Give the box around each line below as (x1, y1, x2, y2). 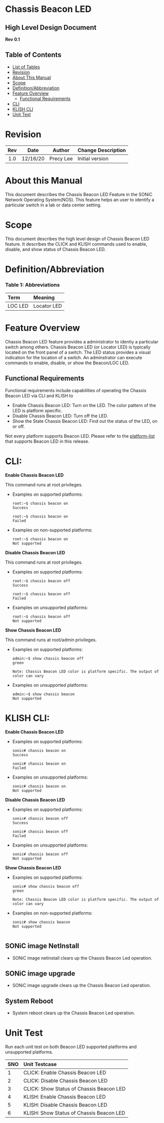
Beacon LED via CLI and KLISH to (5, 393, 73, 398)
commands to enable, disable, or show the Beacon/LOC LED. (5, 360, 130, 366)
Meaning (33, 294, 55, 301)
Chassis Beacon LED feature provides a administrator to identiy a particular (5, 339, 159, 345)
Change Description (77, 146, 126, 153)
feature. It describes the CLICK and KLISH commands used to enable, (5, 241, 148, 247)
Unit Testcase (23, 1061, 57, 1068)
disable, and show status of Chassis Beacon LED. (5, 246, 106, 252)
